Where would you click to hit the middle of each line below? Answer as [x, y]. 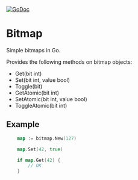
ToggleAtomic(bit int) [41, 105]
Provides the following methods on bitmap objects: [69, 62]
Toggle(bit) [29, 86]
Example [23, 124]
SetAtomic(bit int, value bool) [51, 99]
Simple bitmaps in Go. [33, 50]
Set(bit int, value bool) [42, 80]
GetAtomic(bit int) [37, 93]
